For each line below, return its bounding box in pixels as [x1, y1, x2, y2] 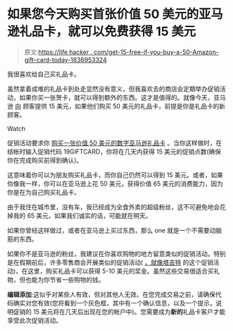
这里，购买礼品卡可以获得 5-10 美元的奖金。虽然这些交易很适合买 [27, 267, 214, 275]
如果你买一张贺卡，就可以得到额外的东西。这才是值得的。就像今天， [19, 93, 214, 101]
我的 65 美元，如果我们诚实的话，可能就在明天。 [12, 211, 152, 220]
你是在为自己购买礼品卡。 [7, 188, 80, 196]
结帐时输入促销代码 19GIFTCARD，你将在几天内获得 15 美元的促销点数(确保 [7, 147, 222, 156]
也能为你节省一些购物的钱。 [25, 275, 105, 284]
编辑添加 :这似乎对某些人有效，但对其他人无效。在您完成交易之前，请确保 [7, 290, 216, 298]
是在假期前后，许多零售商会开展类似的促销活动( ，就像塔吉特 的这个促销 [7, 258, 214, 267]
